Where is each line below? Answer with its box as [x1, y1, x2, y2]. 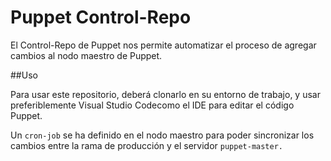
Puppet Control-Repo [10, 6, 192, 29]
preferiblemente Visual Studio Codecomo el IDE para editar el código [10, 99, 295, 111]
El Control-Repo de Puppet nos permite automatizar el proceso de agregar [10, 39, 317, 51]
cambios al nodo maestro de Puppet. [10, 49, 163, 61]
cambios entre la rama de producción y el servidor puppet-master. [10, 139, 284, 151]
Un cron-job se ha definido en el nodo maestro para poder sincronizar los [10, 129, 315, 141]
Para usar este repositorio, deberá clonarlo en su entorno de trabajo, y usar [10, 88, 321, 100]
